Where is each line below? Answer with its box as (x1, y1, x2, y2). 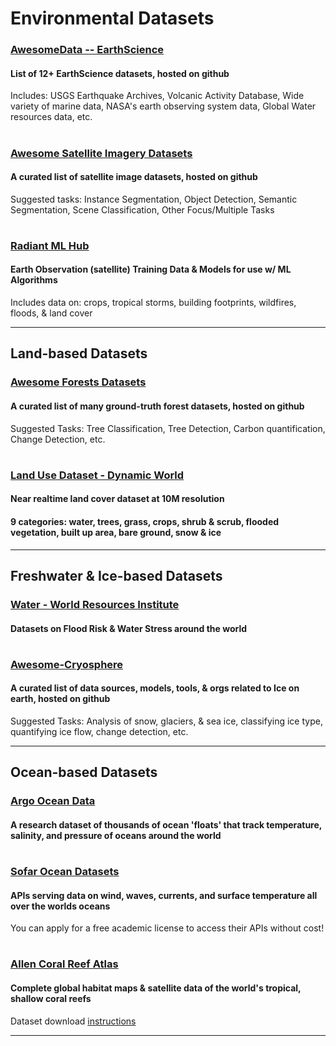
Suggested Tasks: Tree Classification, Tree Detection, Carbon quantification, (10, 422, 326, 434)
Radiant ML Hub (10, 238, 90, 252)
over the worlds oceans (10, 900, 111, 912)
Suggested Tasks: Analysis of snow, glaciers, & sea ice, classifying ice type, (10, 715, 323, 727)
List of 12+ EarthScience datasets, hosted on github (10, 67, 230, 79)
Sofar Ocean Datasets (10, 864, 120, 878)
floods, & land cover (10, 307, 93, 319)
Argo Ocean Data (10, 794, 96, 808)
